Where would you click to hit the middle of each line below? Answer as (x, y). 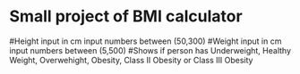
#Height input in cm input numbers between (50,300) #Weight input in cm (146, 41)
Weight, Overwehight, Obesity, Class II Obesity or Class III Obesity (131, 60)
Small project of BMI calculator (126, 16)
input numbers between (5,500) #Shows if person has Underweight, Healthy (150, 50)
